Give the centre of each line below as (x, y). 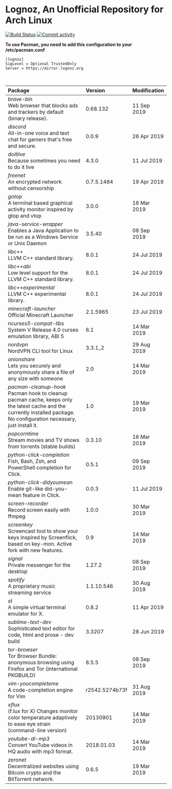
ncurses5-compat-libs (36, 323)
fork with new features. (36, 550)
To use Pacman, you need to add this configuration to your (69, 44)
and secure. (22, 146)
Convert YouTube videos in (40, 745)
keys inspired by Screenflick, (42, 537)
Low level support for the (38, 273)
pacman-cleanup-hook (37, 387)
